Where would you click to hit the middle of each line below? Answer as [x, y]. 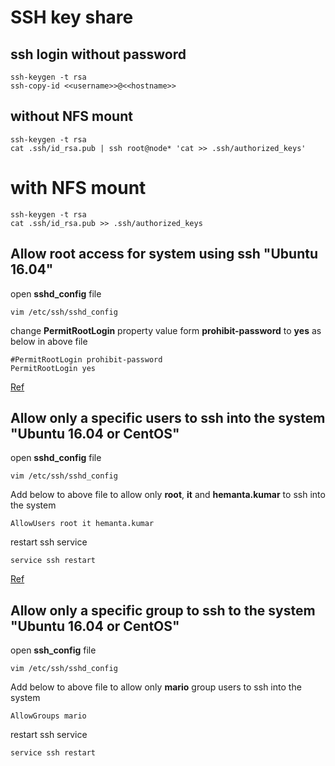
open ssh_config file [53, 650]
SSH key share [72, 17]
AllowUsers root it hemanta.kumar [82, 524]
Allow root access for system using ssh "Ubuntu [164, 254]
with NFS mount [78, 188]
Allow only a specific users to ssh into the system [168, 417]
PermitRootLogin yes [53, 368]
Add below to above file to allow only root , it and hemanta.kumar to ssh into [168, 495]
